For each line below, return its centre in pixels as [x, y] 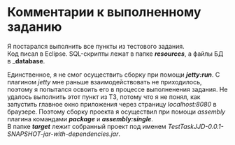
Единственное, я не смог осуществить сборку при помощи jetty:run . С [114, 75]
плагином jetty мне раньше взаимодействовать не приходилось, [105, 82]
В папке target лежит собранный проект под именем [87, 126]
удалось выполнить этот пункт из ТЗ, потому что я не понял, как [104, 97]
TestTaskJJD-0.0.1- [195, 126]
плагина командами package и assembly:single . [80, 119]
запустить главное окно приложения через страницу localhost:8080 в [112, 104]
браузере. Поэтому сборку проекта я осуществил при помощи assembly [116, 112]
